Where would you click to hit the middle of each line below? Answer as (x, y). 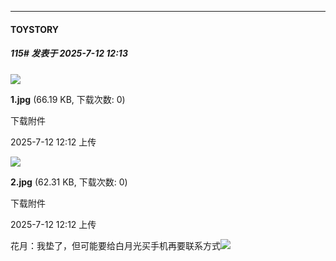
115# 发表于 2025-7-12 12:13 (69, 53)
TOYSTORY (35, 29)
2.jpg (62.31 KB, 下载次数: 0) (69, 182)
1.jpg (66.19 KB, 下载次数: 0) (68, 99)
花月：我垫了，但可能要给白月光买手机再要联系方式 (115, 245)
